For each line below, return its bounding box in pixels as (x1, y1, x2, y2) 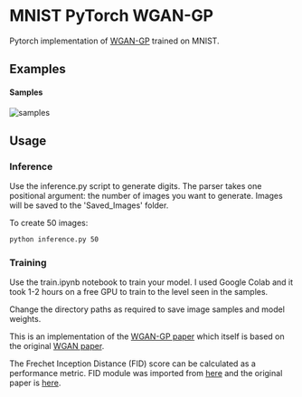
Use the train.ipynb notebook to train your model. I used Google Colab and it (9, 277, 294, 288)
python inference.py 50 (9, 235, 99, 244)
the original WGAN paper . (9, 341, 105, 352)
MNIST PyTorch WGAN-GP (9, 5, 214, 26)
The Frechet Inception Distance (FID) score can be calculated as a (9, 358, 256, 369)
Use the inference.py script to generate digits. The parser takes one (9, 181, 262, 192)
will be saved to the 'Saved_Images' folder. (9, 200, 169, 211)
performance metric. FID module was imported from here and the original (9, 368, 283, 379)
